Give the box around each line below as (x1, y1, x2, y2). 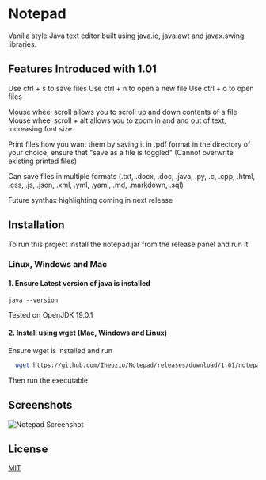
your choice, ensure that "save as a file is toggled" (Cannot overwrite (8, 147, 234, 157)
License (8, 442, 48, 455)
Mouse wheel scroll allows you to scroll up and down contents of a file (8, 107, 237, 116)
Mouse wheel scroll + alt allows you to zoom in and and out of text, (8, 116, 227, 125)
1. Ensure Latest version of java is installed (8, 279, 150, 288)
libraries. (8, 39, 37, 48)
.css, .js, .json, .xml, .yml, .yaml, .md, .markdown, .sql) (8, 180, 184, 189)
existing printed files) (8, 156, 78, 166)
